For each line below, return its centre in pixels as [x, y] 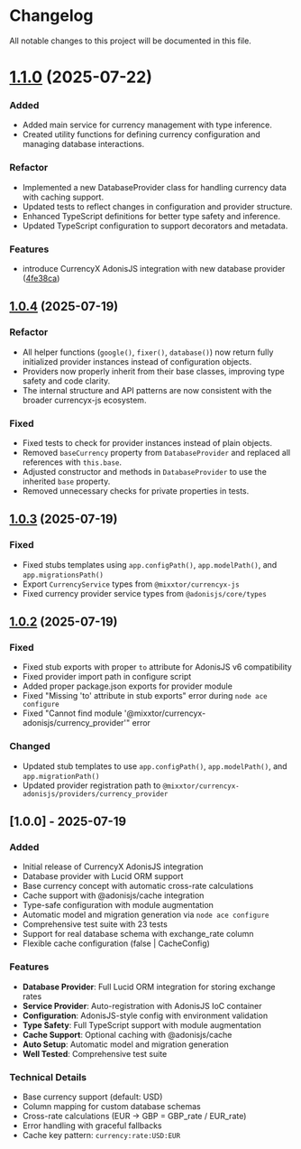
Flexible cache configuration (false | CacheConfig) [116, 943]
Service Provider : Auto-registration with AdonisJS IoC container [142, 1005]
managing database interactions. [83, 144]
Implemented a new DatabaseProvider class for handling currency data [154, 187]
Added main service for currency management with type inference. [147, 125]
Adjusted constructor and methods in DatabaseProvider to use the [145, 472]
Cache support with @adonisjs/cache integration [113, 895]
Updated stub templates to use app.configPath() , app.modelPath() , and [155, 766]
